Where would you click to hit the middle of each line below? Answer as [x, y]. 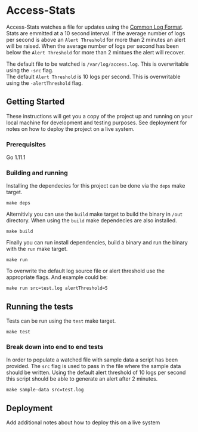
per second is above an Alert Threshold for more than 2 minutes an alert [96, 39]
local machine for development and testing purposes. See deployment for [97, 122]
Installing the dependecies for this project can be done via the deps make [96, 186]
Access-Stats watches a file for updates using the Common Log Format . [95, 27]
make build [20, 232]
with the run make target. [37, 249]
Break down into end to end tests [55, 347]
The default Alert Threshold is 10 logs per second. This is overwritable [93, 76]
